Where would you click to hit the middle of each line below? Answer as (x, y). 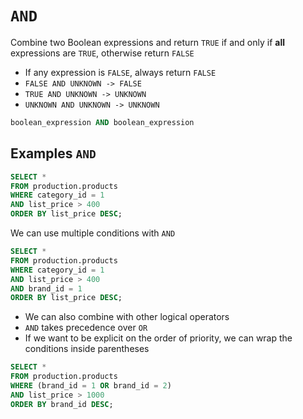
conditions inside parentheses (87, 349)
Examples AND (53, 153)
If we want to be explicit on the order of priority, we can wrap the (158, 338)
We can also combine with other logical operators (127, 317)
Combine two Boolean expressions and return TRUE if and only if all (147, 42)
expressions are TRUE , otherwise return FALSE (102, 53)
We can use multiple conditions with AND (93, 233)
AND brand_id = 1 (46, 288)
